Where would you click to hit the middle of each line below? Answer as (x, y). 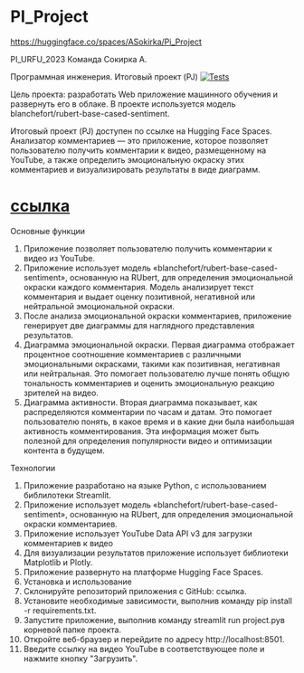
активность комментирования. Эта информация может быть (141, 431)
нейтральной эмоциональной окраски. (99, 306)
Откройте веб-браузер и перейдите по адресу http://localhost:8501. (154, 639)
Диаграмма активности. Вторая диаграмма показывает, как (140, 402)
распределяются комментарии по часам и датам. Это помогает (147, 412)
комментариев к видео (68, 543)
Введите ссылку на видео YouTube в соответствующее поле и (144, 649)
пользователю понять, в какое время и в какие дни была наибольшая (159, 422)
